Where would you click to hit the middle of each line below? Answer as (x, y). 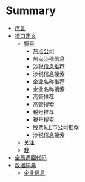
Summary (31, 11)
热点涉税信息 (49, 58)
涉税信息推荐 (49, 66)
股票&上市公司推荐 (56, 127)
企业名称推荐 (49, 81)
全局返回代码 (30, 157)
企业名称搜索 (49, 89)
